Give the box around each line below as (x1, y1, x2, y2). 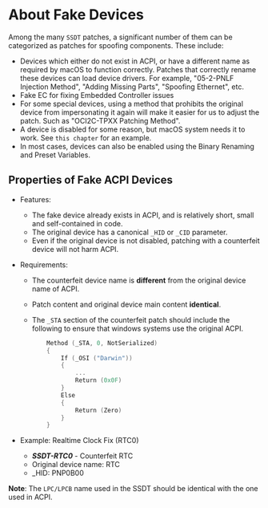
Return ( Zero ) (74, 406, 122, 414)
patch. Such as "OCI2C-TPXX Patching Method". (19, 116, 181, 125)
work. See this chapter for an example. (19, 132, 152, 142)
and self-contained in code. (31, 218, 123, 228)
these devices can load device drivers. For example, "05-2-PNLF (19, 73, 234, 83)
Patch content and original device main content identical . (31, 299, 222, 309)
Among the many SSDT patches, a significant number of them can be (8, 32, 234, 42)
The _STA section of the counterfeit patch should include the (31, 315, 230, 324)
